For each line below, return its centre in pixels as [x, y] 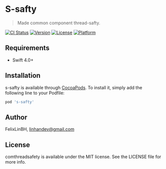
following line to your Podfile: [35, 93]
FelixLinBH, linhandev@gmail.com [40, 129]
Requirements [27, 48]
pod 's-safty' [20, 102]
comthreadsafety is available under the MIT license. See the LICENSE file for [83, 157]
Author [16, 117]
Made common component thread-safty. [59, 23]
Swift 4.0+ [23, 60]
